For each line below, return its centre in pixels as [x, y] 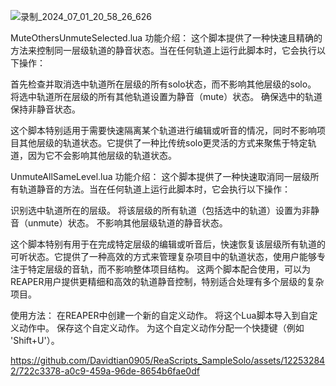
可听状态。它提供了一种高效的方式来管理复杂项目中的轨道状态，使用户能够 [163, 256]
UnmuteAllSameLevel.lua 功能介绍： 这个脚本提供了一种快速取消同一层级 [160, 176]
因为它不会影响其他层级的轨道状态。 [102, 155]
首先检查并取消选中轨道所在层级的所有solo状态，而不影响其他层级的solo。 [163, 84]
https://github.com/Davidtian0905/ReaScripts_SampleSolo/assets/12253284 [168, 360]
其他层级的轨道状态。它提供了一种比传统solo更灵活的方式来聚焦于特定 [163, 143]
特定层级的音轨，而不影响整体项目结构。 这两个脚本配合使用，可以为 [169, 269]
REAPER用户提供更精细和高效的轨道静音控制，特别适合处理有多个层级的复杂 [167, 281]
